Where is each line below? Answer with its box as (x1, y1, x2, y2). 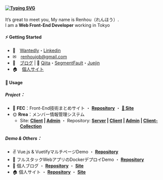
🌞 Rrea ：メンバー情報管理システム (12, 111, 85, 117)
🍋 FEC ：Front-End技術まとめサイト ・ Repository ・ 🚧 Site (12, 105, 134, 111)
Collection (19, 123, 42, 129)
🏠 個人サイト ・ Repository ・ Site (12, 169, 86, 175)
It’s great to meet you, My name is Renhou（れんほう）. (5, 16, 119, 23)
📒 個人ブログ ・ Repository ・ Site (12, 163, 84, 169)
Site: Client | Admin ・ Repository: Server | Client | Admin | (19, 117, 143, 123)
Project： (5, 91, 25, 98)
